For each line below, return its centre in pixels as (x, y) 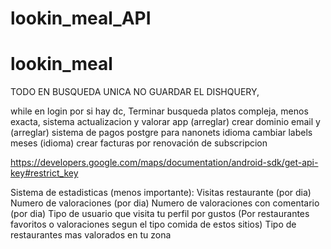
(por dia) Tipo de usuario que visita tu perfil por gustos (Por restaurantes (160, 214)
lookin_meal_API (81, 18)
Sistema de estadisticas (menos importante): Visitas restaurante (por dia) (161, 193)
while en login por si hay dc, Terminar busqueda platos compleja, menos (159, 111)
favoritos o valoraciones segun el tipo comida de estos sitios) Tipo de (153, 224)
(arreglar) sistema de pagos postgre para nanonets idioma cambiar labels (161, 133)
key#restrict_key (44, 173)
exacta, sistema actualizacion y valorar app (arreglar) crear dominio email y (165, 122)
